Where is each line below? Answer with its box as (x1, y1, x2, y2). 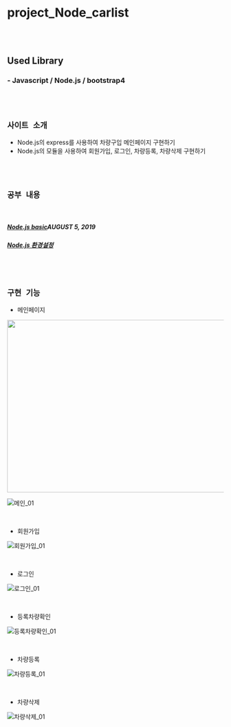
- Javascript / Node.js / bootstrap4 (7, 76, 126, 86)
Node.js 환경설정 (7, 241, 54, 249)
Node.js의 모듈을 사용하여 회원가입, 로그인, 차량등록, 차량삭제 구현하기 (16, 147, 206, 155)
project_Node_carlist (7, 5, 129, 21)
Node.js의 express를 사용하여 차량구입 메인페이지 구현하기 (16, 138, 175, 146)
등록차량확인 (16, 612, 52, 621)
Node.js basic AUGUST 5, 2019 (7, 222, 96, 231)
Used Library (7, 55, 64, 67)
